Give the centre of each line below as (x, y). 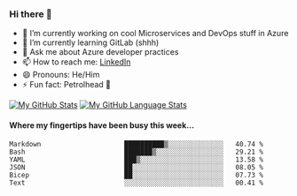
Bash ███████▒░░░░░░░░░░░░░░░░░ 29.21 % (137, 152)
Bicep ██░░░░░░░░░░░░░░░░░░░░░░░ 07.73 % (137, 175)
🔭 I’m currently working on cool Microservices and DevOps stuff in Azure (155, 34)
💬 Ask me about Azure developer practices (100, 52)
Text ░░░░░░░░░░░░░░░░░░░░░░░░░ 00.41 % (137, 183)
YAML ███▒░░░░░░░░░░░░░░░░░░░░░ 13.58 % (137, 159)
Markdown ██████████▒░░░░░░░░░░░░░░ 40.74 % (137, 144)
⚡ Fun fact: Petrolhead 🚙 (66, 85)
